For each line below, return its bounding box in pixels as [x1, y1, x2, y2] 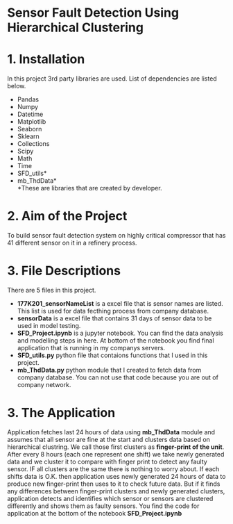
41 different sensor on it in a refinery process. [7, 238, 137, 247]
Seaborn [17, 125, 42, 133]
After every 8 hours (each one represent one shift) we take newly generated [7, 450, 225, 458]
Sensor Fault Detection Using [7, 5, 179, 21]
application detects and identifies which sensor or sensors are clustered [7, 494, 214, 502]
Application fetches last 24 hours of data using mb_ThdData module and [7, 427, 216, 436]
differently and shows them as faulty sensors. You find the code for [7, 502, 200, 510]
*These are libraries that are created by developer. [17, 184, 162, 193]
